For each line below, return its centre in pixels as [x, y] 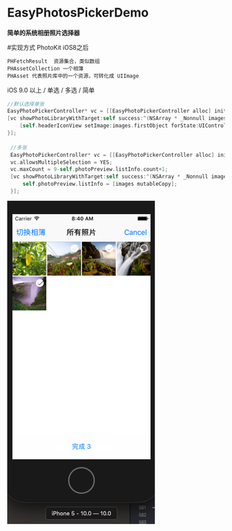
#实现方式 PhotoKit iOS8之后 [48, 47]
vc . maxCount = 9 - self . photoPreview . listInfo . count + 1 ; [89, 170]
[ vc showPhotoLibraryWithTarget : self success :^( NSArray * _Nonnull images [117, 119]
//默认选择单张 [26, 104]
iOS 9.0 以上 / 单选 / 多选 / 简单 [51, 90]
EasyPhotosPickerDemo [78, 13]
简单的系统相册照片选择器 [43, 32]
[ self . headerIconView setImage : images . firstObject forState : [109, 126]
